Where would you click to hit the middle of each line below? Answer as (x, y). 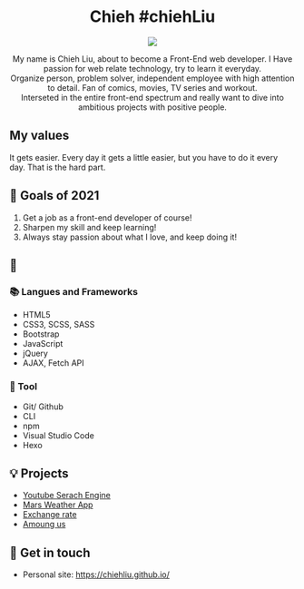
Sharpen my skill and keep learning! (89, 227)
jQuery (35, 353)
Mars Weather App (58, 505)
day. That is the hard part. (58, 167)
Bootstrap (41, 334)
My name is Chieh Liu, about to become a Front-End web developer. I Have (152, 59)
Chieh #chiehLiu (152, 17)
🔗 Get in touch (50, 552)
